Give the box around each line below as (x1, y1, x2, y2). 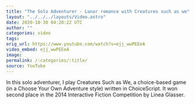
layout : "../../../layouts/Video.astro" (6, 14, 107, 20)
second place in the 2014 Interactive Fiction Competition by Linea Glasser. (6, 91, 185, 98)
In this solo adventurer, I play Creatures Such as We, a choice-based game (6, 79, 186, 86)
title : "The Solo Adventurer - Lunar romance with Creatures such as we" (6, 8, 190, 15)
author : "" (6, 25, 33, 31)
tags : (6, 36, 19, 41)
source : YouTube (6, 63, 46, 69)
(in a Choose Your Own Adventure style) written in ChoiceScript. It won (6, 85, 177, 92)
